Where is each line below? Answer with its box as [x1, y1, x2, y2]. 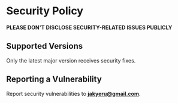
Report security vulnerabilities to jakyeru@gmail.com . [6, 90, 141, 97]
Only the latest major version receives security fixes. [6, 57, 136, 64]
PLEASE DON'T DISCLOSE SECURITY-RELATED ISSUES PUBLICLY [6, 24, 173, 31]
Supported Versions [6, 41, 83, 51]
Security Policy [6, 4, 84, 18]
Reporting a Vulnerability [6, 74, 102, 85]
